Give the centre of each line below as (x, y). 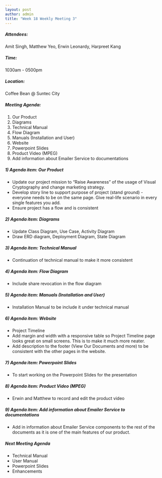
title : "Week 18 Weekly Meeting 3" (41, 19)
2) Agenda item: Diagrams (32, 219)
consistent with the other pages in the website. (59, 352)
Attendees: (17, 34)
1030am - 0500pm (24, 70)
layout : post (18, 10)
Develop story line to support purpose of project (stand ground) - (78, 192)
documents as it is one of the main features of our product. (71, 432)
